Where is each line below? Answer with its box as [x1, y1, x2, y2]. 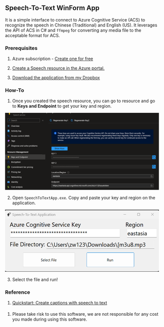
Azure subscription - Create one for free [12, 56, 94, 62]
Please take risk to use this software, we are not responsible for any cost [12, 311, 159, 317]
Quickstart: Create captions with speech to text [12, 300, 107, 306]
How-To [5, 87, 24, 94]
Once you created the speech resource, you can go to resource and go [12, 98, 155, 104]
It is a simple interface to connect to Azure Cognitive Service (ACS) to [5, 17, 145, 22]
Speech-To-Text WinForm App [5, 4, 100, 12]
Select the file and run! [12, 276, 58, 283]
